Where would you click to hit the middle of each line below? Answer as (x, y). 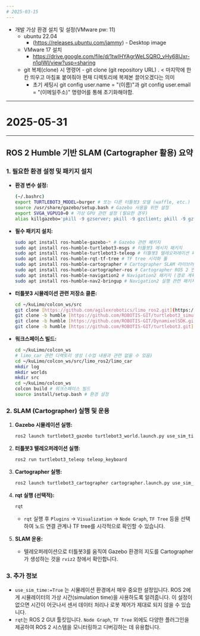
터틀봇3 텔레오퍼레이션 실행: (47, 448)
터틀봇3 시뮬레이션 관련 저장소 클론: (56, 293)
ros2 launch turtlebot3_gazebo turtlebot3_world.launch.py (90, 436)
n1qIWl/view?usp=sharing (64, 63)
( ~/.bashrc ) (29, 197)
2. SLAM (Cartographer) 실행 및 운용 (58, 411)
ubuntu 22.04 (40, 36)
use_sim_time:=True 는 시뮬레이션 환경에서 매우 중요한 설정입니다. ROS (98, 590)
